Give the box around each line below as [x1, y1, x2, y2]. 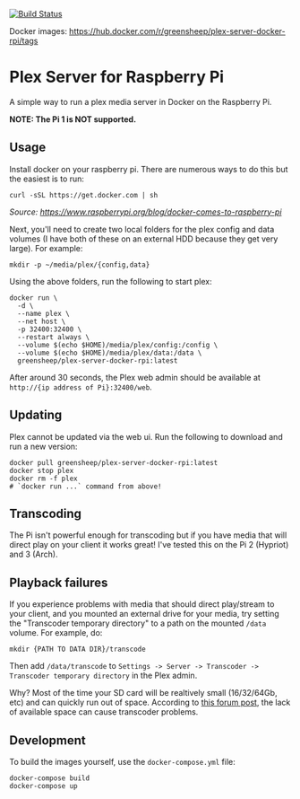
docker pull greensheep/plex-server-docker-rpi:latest [9, 458, 219, 467]
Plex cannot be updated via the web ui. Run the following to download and [9, 431, 284, 442]
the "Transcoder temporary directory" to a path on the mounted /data [9, 618, 267, 628]
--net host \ [17, 317, 66, 326]
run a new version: [9, 441, 78, 452]
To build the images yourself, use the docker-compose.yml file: [9, 757, 236, 767]
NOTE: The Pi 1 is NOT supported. [9, 113, 137, 125]
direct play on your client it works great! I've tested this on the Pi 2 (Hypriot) [9, 540, 289, 550]
